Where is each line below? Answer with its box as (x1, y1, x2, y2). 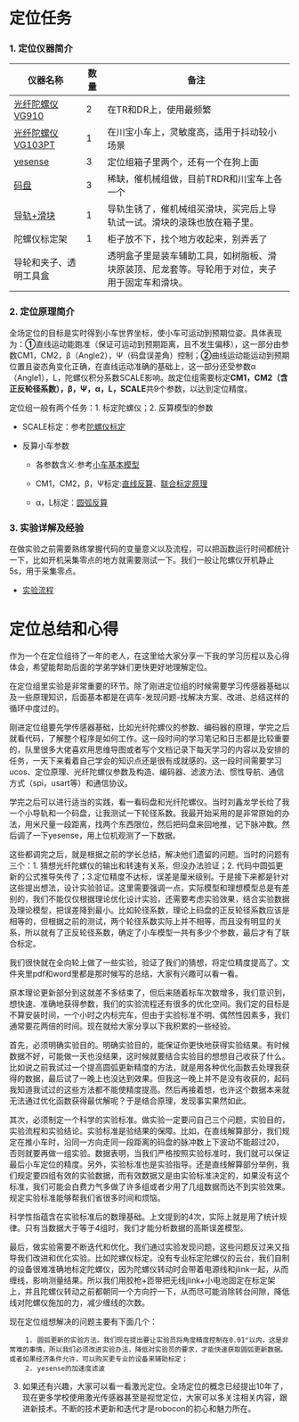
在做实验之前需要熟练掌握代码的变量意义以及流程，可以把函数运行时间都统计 (9, 543, 290, 554)
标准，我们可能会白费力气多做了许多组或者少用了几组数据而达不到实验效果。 (9, 1181, 290, 1192)
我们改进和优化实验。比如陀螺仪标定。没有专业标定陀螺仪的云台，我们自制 (16, 1253, 290, 1263)
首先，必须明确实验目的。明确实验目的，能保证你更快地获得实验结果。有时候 (9, 1040, 290, 1051)
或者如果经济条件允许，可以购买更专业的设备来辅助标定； (9, 1355, 189, 1364)
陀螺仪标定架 (13, 233, 69, 245)
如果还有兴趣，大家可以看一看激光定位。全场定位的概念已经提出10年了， (21, 1381, 288, 1392)
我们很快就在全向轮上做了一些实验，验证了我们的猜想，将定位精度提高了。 (9, 957, 282, 968)
